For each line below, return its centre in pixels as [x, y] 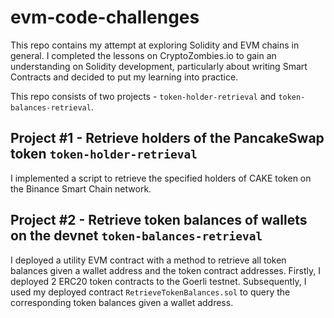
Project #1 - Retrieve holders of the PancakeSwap [167, 138]
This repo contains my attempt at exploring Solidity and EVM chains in [155, 45]
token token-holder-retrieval [104, 154]
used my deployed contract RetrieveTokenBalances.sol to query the [150, 292]
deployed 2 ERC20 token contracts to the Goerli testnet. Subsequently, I [158, 281]
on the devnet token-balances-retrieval [136, 236]
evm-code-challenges [105, 17]
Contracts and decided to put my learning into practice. [124, 77]
